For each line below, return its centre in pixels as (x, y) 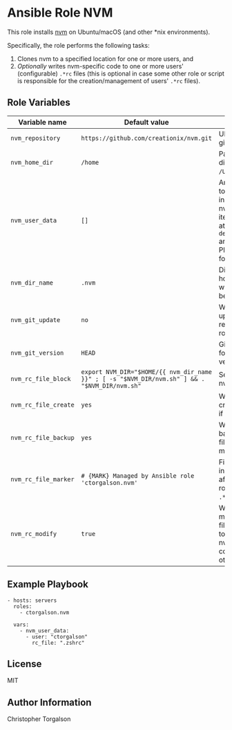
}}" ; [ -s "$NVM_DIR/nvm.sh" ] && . (143, 379)
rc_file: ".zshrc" (58, 643)
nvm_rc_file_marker (42, 479)
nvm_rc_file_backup (42, 437)
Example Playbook (48, 584)
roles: (23, 606)
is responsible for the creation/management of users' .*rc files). (108, 80)
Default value (146, 122)
